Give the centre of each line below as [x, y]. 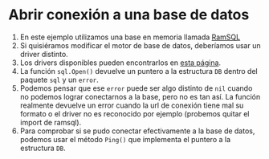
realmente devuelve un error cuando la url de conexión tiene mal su [132, 105]
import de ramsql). [51, 122]
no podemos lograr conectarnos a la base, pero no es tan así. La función [140, 96]
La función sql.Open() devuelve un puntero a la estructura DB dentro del [139, 71]
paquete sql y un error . [59, 79]
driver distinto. [44, 54]
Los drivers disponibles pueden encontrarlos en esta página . [120, 63]
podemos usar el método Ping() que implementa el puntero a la [125, 139]
